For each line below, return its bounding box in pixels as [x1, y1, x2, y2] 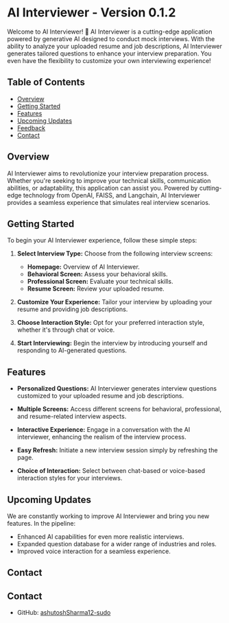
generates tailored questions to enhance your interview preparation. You [7, 49, 212, 58]
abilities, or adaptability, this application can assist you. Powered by [7, 184, 198, 192]
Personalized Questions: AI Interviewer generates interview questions [16, 384, 217, 393]
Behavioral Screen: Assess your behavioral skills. [27, 270, 168, 278]
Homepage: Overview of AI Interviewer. [27, 262, 141, 271]
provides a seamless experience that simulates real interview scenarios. [7, 198, 210, 206]
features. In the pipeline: [7, 520, 76, 527]
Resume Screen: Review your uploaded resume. [27, 284, 165, 293]
